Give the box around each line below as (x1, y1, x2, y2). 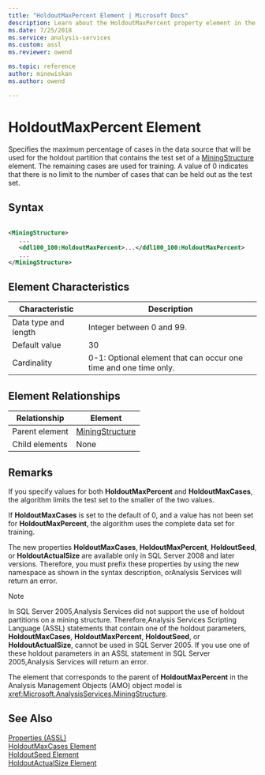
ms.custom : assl (8, 41, 62, 49)
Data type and (12, 317, 65, 328)
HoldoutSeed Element (8, 750, 80, 759)
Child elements (12, 439, 68, 450)
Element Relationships (8, 389, 121, 403)
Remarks (8, 465, 54, 479)
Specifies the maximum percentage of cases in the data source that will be (8, 144, 251, 154)
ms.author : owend (8, 77, 65, 85)
